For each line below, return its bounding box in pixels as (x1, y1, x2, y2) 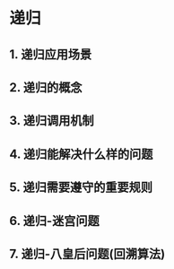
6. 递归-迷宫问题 (9, 213, 100, 229)
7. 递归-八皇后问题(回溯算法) (9, 246, 166, 261)
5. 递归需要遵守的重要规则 (9, 180, 152, 195)
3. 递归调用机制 (9, 113, 94, 128)
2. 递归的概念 (9, 80, 83, 95)
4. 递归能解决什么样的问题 (9, 146, 153, 161)
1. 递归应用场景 (9, 47, 92, 62)
